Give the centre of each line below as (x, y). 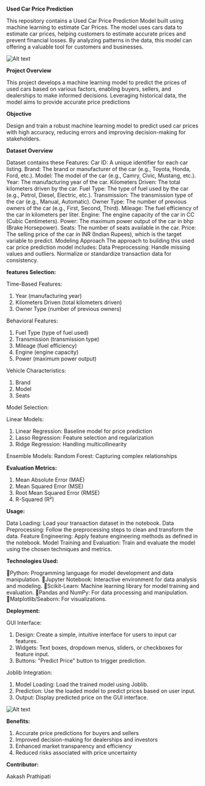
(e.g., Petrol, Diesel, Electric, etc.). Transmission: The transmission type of (100, 195)
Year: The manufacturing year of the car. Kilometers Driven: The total (93, 182)
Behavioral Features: (32, 321)
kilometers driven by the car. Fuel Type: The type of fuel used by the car (97, 189)
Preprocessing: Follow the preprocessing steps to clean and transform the (100, 529)
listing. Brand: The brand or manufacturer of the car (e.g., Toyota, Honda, (99, 169)
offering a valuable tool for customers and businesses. (75, 47)
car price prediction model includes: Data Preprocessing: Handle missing (99, 247)
